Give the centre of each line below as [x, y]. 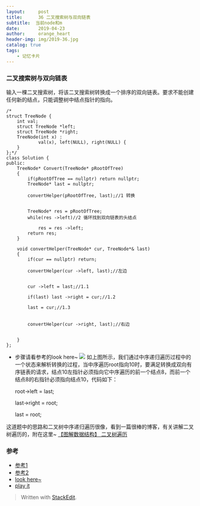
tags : [13, 51]
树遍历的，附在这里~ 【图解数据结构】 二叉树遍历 [67, 434]
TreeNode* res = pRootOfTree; [65, 211]
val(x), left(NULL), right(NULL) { [82, 142]
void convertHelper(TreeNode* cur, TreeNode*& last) [84, 249]
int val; [28, 121]
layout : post [28, 12]
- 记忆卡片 [29, 56]
